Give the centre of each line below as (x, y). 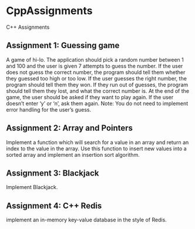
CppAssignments (49, 11)
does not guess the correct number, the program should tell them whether (96, 72)
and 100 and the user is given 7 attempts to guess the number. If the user (95, 66)
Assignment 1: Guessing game (63, 46)
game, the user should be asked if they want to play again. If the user (90, 97)
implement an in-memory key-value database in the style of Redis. (87, 220)
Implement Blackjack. (32, 187)
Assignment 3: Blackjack (53, 173)
